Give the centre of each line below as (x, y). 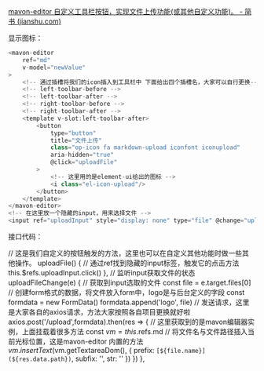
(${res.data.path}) (40, 359)
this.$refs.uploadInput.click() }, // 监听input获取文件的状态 (102, 273)
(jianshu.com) (39, 21)
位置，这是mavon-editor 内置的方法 (86, 341)
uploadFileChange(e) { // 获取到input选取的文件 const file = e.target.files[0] (130, 282)
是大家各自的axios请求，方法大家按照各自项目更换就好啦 (99, 312)
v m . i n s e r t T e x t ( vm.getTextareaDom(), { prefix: (81, 350)
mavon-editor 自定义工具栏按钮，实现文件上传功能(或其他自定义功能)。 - (126, 11)
